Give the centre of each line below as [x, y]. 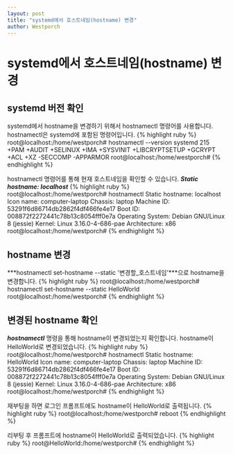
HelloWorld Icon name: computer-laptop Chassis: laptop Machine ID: [105, 362]
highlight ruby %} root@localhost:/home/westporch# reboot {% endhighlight [116, 413]
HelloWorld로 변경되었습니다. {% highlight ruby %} [78, 347]
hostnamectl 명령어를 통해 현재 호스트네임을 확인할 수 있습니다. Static [103, 179]
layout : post [26, 14]
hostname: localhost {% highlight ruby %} [69, 187]
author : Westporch [34, 26]
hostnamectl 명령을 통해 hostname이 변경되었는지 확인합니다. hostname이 [110, 338]
